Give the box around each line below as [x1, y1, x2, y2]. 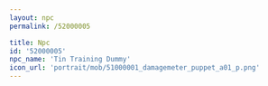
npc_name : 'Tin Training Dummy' [9, 55, 131, 64]
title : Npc [9, 38, 51, 47]
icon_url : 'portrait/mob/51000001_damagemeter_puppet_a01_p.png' [9, 63, 260, 72]
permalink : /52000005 [9, 22, 91, 31]
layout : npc [9, 13, 54, 23]
